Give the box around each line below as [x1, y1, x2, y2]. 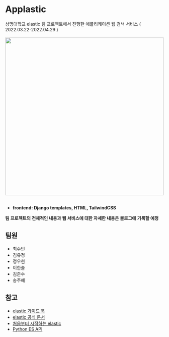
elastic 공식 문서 [12, 314, 45, 320]
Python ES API [12, 326, 43, 332]
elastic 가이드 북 [12, 308, 45, 314]
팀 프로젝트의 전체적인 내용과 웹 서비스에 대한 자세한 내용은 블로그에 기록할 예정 [5, 215, 159, 221]
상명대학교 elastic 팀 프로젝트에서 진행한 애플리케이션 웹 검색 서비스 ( [5, 21, 141, 27]
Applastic [5, 4, 47, 15]
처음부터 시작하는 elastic [12, 320, 61, 326]
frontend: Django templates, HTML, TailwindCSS [12, 204, 117, 210]
